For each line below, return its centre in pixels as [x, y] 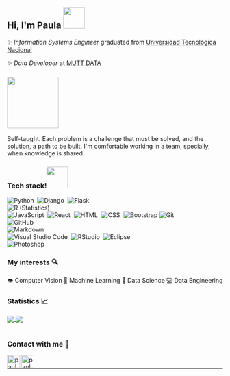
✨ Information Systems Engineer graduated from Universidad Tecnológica [112, 42]
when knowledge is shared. [46, 153]
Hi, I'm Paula [34, 26]
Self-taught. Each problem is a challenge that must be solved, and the [105, 139]
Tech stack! [27, 186]
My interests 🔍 [33, 262]
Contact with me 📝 [38, 344]
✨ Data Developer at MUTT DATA [54, 63]
